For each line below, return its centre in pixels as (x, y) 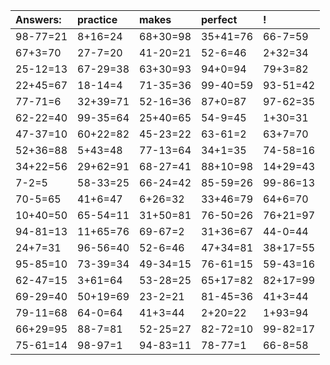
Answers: (38, 19)
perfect (219, 19)
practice (97, 19)
